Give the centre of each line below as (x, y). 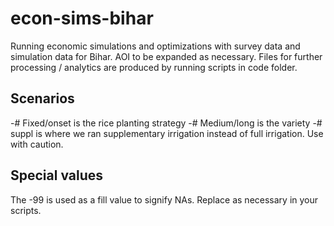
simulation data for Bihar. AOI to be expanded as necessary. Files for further (166, 56)
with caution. (37, 144)
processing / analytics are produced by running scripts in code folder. (154, 67)
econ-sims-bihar (82, 18)
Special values (57, 175)
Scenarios (42, 98)
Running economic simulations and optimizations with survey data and (155, 46)
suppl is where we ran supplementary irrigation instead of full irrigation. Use (167, 133)
